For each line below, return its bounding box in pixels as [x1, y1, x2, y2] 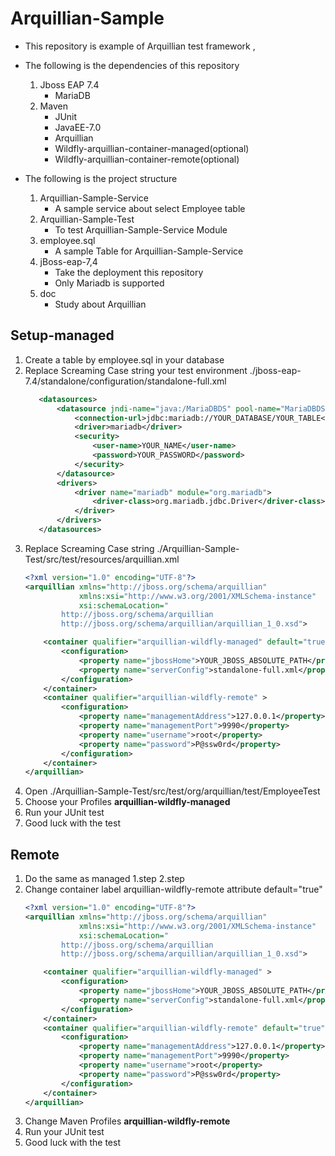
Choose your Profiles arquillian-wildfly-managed [24, 796, 231, 808]
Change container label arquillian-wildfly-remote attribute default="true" [24, 883, 323, 896]
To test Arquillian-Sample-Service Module [54, 223, 228, 236]
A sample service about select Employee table [54, 202, 246, 214]
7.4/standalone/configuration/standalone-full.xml [24, 375, 227, 387]
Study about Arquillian [54, 298, 147, 310]
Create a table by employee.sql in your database [24, 353, 225, 366]
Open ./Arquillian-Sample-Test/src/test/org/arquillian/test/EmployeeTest [24, 785, 321, 797]
